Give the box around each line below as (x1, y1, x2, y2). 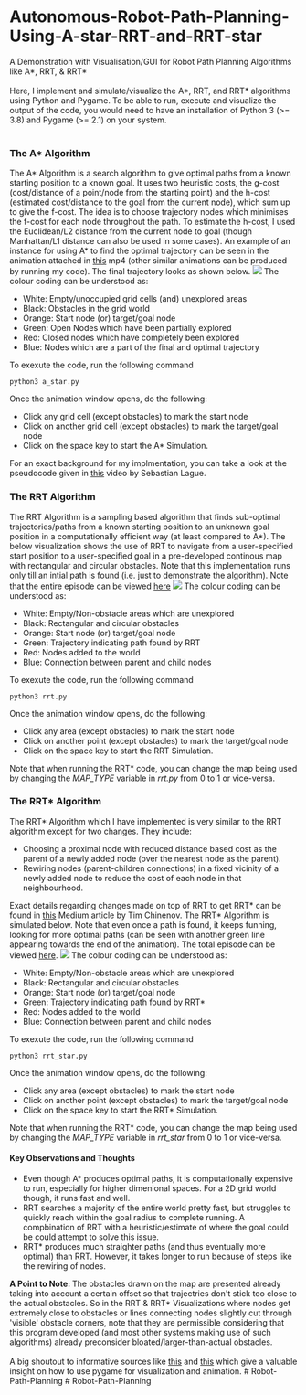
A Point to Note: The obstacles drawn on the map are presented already (9, 1278, 281, 1290)
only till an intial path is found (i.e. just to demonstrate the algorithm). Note (9, 570, 289, 580)
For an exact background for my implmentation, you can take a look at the (9, 458, 288, 469)
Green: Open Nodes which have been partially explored (22, 323, 232, 334)
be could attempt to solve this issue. (22, 1231, 160, 1242)
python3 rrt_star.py (9, 1051, 89, 1060)
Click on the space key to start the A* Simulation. (22, 441, 208, 452)
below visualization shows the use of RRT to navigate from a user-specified (9, 540, 294, 551)
